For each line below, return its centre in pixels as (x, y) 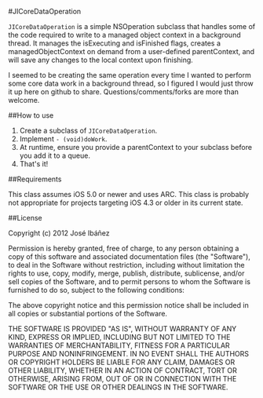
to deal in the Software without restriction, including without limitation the (126, 265)
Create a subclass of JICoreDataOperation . (88, 130)
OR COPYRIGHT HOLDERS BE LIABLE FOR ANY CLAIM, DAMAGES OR (122, 362)
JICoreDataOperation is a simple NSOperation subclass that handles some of (132, 26)
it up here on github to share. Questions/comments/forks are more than (124, 92)
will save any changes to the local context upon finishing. (101, 60)
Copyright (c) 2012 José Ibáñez (59, 233)
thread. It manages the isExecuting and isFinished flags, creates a (115, 43)
